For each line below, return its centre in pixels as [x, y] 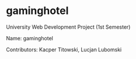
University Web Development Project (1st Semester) [68, 27]
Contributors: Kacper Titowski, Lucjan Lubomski [64, 49]
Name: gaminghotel [30, 38]
